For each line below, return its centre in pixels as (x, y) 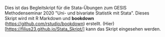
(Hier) (108, 23)
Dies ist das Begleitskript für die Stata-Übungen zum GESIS (66, 8)
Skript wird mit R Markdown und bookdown (49, 18)
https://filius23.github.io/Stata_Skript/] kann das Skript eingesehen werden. (83, 29)
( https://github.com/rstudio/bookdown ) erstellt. (53, 23)
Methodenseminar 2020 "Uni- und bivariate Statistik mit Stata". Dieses (77, 13)
